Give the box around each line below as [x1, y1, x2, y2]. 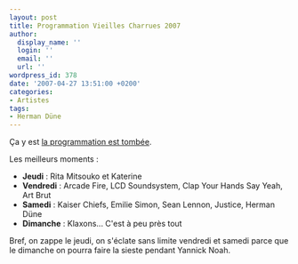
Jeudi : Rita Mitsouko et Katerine [21, 171, 142, 182]
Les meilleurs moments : [9, 154, 100, 164]
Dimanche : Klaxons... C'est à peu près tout [21, 219, 182, 229]
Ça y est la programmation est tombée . [9, 137, 152, 148]
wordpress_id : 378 [9, 71, 77, 80]
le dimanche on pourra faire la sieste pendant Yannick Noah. [9, 245, 231, 256]
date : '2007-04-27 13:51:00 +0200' [9, 79, 141, 88]
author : [9, 29, 38, 38]
